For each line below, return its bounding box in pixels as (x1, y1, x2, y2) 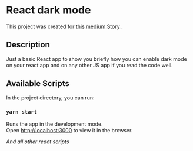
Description (6, 40, 50, 50)
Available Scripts (6, 78, 69, 88)
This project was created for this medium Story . (6, 23, 124, 30)
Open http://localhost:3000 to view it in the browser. (6, 126, 133, 133)
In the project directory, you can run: (6, 94, 95, 101)
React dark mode (6, 4, 91, 17)
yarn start (6, 109, 37, 115)
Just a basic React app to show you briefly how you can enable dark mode (6, 55, 187, 62)
